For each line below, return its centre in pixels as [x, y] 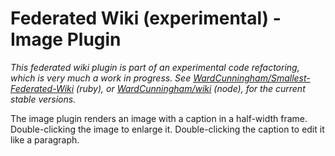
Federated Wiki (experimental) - [146, 18]
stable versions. [43, 99]
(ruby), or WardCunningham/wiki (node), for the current [191, 88]
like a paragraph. [45, 139]
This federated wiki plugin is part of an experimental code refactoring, [155, 67]
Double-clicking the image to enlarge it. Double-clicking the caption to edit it [167, 129]
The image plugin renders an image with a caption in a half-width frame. [159, 118]
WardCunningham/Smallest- [252, 78]
